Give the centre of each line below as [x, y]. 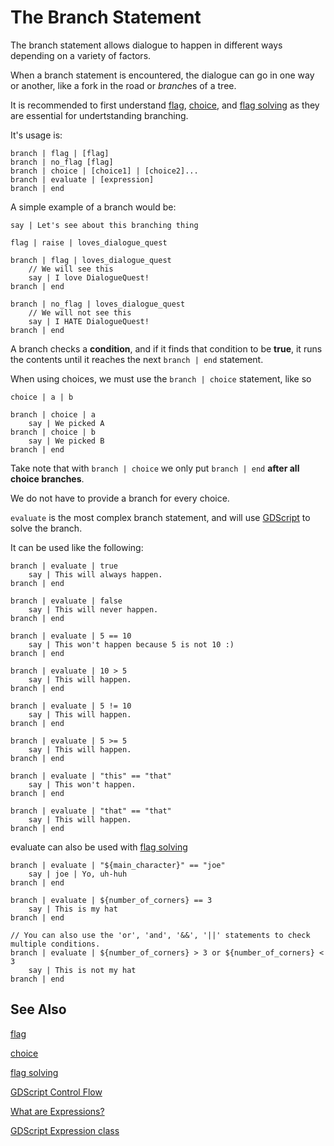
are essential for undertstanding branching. [99, 115]
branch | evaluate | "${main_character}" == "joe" [118, 865]
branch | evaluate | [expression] [82, 179]
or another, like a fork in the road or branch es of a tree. [123, 85]
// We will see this [71, 269]
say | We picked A [66, 423]
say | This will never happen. [93, 609]
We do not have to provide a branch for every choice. [120, 498]
